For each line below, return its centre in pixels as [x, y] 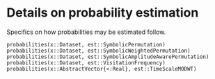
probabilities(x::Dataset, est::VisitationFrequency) [86, 63]
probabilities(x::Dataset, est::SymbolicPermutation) [86, 44]
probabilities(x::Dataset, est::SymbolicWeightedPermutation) [98, 51]
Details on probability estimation [103, 13]
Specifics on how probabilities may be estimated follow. [86, 32]
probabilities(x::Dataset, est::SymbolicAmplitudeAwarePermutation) [108, 57]
